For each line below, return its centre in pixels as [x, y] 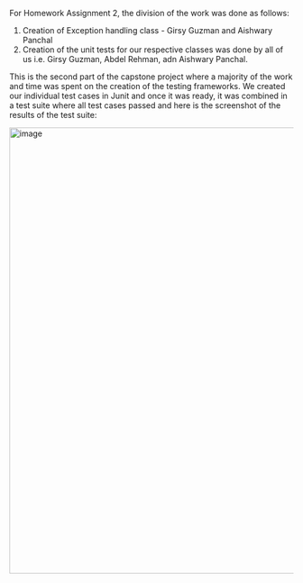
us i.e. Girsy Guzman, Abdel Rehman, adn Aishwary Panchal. [135, 59]
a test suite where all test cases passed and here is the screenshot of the [145, 105]
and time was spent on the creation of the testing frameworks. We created [147, 86]
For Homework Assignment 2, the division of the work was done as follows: [150, 13]
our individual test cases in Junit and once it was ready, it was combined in [149, 96]
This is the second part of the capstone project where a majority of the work [151, 77]
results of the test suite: [53, 115]
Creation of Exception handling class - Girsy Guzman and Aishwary [147, 30]
